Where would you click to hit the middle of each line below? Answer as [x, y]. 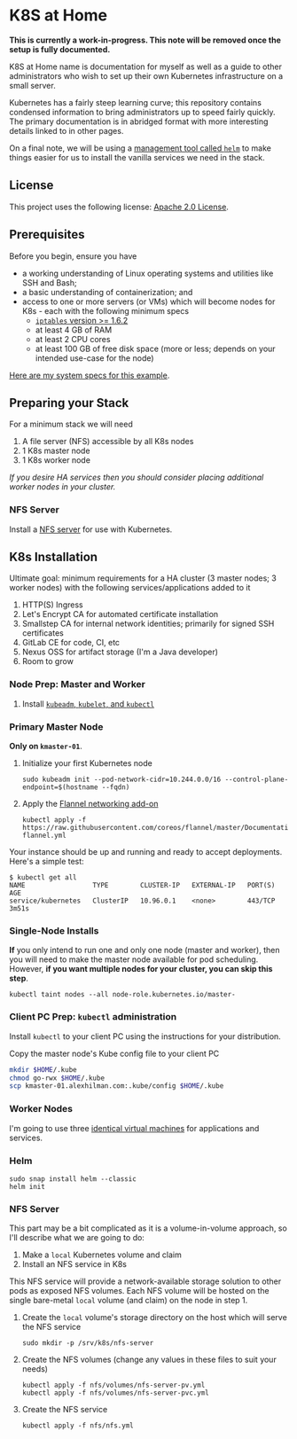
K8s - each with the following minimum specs [105, 310]
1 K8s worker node [56, 460]
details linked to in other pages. [66, 130]
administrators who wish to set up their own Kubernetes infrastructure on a [146, 75]
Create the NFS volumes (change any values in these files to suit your [149, 1360]
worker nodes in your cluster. [63, 487]
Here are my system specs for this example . [90, 375]
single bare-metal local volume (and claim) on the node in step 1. [129, 1301]
